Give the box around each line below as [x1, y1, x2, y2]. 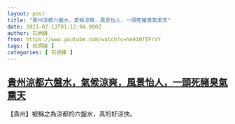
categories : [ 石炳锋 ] [7, 49, 73, 56]
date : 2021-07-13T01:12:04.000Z [7, 23, 101, 30]
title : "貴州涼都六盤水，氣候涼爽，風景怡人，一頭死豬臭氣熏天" [7, 17, 171, 24]
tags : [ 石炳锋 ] [7, 42, 55, 49]
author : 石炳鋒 [7, 29, 48, 37]
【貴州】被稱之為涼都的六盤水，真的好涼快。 [7, 109, 136, 118]
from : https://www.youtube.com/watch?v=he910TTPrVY [7, 36, 161, 43]
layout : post [7, 10, 45, 17]
